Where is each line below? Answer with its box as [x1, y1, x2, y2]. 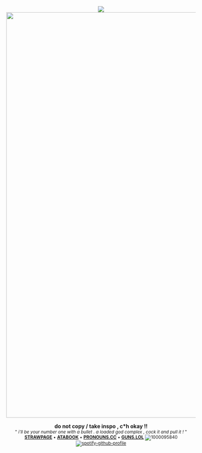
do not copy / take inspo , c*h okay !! [54, 423, 148, 430]
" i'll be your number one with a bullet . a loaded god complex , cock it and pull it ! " [14, 429, 188, 435]
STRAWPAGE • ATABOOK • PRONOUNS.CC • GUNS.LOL [24, 434, 144, 440]
